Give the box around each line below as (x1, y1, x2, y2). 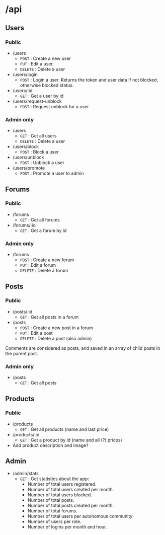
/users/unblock (12, 155, 44, 161)
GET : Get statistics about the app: (20, 476, 90, 482)
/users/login (12, 71, 38, 78)
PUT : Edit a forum (20, 262, 56, 268)
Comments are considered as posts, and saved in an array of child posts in (5, 345, 160, 351)
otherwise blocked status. (20, 82, 74, 88)
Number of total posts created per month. (27, 502, 114, 508)
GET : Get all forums (20, 216, 60, 222)
